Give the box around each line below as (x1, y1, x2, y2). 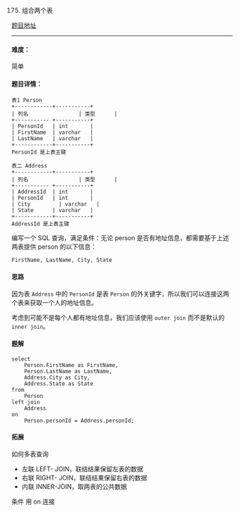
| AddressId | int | (11, 189, 94, 196)
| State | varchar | (11, 207, 94, 214)
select (11, 355, 31, 363)
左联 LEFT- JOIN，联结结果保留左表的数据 (21, 465, 143, 473)
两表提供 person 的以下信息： (11, 242, 97, 251)
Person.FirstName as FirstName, (24, 361, 119, 368)
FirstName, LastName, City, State (11, 256, 113, 264)
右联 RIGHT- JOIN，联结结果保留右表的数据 (21, 474, 147, 482)
